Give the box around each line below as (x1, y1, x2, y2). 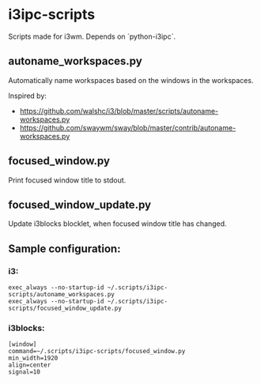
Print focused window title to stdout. (8, 175, 127, 185)
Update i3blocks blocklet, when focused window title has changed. (8, 219, 227, 228)
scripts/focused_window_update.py (8, 304, 123, 313)
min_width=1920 (8, 354, 59, 363)
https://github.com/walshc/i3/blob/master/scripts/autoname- (19, 106, 219, 115)
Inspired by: (8, 91, 47, 100)
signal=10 (8, 368, 41, 376)
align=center (8, 361, 51, 369)
